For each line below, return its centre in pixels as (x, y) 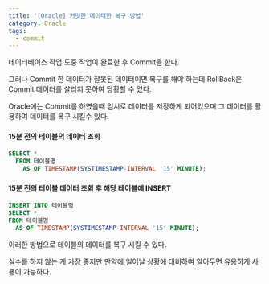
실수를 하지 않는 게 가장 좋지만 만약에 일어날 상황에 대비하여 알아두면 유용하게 (129, 261)
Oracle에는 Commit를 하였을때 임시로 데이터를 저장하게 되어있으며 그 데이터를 (130, 106)
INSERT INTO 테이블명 (41, 206)
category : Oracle (37, 23)
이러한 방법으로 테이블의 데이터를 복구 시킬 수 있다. (88, 244)
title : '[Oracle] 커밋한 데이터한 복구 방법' (76, 16)
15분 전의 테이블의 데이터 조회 (54, 136)
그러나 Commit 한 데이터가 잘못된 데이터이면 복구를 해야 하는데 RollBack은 (125, 79)
